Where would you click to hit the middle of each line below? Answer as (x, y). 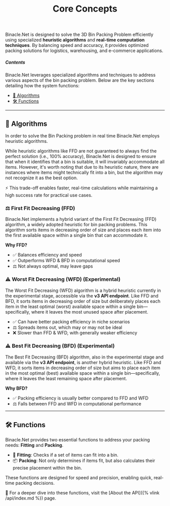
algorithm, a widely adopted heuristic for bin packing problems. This (76, 225)
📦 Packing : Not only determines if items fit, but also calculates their (84, 461)
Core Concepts (85, 9)
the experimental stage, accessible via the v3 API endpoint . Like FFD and (82, 295)
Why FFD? (16, 245)
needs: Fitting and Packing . (34, 445)
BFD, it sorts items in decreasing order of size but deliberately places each (83, 301)
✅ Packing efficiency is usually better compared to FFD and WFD (80, 398)
